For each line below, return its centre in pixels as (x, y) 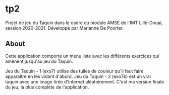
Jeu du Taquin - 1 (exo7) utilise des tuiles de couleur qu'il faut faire (74, 71)
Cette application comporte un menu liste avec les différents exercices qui (82, 56)
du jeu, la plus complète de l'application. (47, 87)
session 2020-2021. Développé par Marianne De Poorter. (65, 28)
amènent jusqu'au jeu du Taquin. (39, 61)
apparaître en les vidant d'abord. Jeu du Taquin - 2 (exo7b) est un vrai (78, 76)
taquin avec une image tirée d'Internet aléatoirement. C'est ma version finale (85, 81)
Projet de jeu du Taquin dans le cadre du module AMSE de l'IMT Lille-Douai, (84, 23)
